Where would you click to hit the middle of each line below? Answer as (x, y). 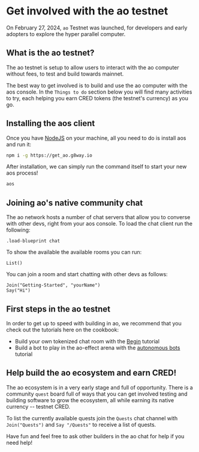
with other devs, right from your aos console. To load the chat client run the (99, 224)
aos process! (22, 173)
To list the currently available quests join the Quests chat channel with (92, 418)
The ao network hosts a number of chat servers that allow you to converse (98, 217)
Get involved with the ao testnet (87, 11)
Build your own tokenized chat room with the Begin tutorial (87, 341)
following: (18, 230)
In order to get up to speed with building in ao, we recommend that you (94, 323)
